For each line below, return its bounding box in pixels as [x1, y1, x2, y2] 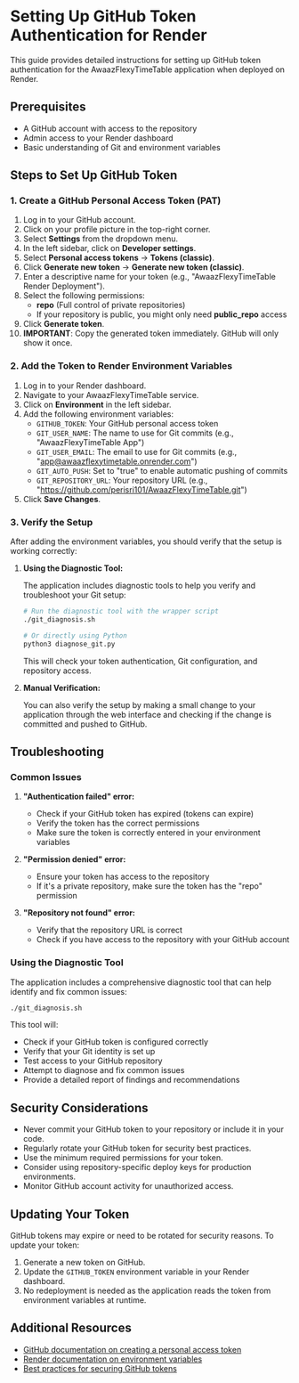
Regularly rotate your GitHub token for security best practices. [22, 1143, 252, 1154]
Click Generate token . [22, 319, 105, 329]
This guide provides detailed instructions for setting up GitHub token [10, 54, 262, 65]
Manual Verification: [22, 682, 101, 693]
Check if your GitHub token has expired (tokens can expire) [36, 809, 255, 819]
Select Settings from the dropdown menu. [22, 233, 179, 244]
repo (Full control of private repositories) [36, 300, 186, 311]
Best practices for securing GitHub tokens [22, 1363, 177, 1373]
